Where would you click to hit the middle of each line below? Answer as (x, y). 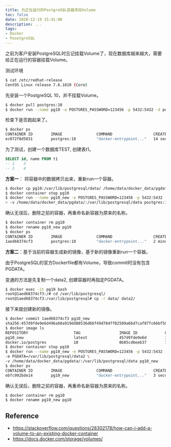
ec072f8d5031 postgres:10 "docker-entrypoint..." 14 (82, 139)
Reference (22, 416)
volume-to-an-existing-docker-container (55, 434)
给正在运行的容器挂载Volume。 (38, 59)
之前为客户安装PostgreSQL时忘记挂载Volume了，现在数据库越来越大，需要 (83, 53)
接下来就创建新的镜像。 (30, 309)
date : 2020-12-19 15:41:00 (34, 19)
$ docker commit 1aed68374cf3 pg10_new (48, 319)
